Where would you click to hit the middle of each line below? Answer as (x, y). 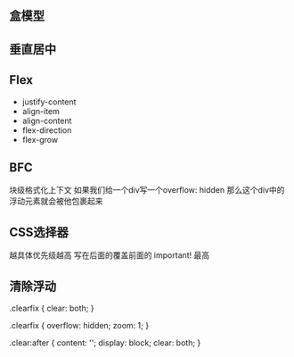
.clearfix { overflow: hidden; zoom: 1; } (79, 326)
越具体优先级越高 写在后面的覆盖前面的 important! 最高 (110, 255)
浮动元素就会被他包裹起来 (56, 201)
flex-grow (40, 139)
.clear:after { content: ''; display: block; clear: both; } (105, 343)
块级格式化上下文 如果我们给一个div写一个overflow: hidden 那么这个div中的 (147, 190)
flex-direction (47, 130)
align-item (41, 111)
